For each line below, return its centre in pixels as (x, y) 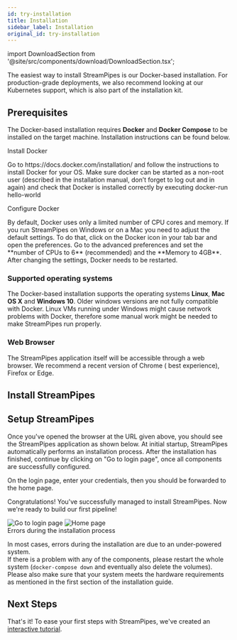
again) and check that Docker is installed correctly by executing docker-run (118, 187)
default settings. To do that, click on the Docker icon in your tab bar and (112, 238)
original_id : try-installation (54, 34)
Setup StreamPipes (51, 419)
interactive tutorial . (35, 629)
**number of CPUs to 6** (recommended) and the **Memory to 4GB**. (115, 253)
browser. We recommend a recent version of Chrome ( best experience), (114, 365)
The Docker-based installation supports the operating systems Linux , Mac (116, 294)
